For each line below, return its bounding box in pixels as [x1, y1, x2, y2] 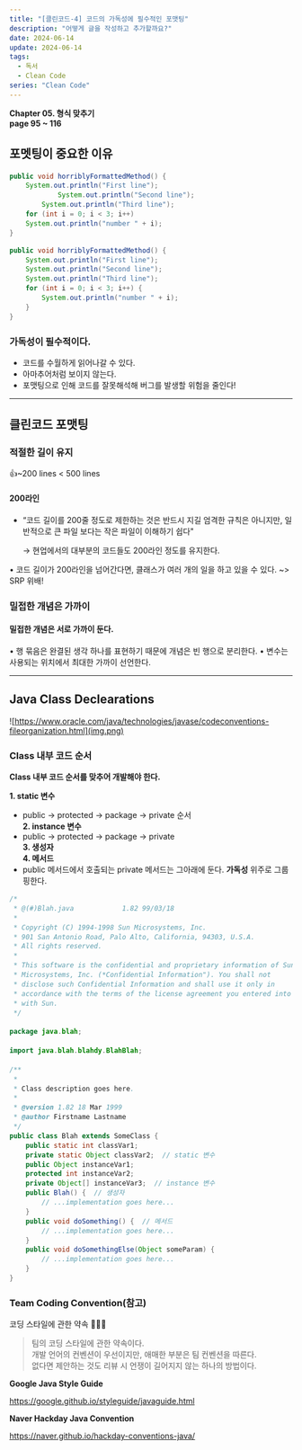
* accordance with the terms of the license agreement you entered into [13, 989, 292, 998]
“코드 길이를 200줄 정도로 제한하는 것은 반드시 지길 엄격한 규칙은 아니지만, [22, 514, 283, 525]
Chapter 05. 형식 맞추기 [9, 108, 95, 119]
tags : [9, 52, 30, 62]
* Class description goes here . [13, 1084, 135, 1093]
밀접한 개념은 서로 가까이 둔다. [9, 624, 114, 635]
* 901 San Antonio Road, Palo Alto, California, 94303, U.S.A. [13, 932, 255, 941]
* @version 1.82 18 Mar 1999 [13, 1103, 123, 1112]
